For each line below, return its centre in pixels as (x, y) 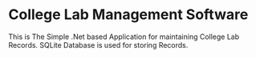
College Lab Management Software (128, 15)
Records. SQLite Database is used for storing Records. (98, 44)
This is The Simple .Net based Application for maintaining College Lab (124, 37)
